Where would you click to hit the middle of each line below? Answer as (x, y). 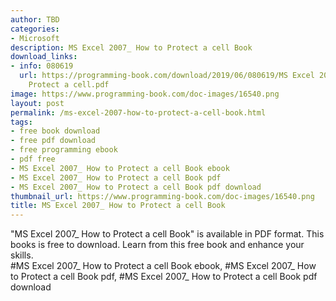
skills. (22, 255)
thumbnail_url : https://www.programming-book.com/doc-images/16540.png (162, 196)
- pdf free (33, 159)
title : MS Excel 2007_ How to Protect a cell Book (118, 206)
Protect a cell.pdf (69, 85)
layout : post (37, 103)
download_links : (44, 57)
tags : (21, 122)
